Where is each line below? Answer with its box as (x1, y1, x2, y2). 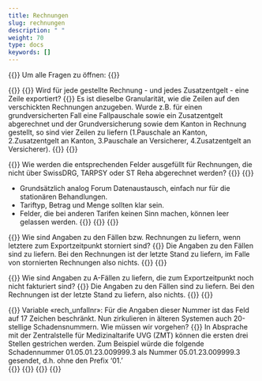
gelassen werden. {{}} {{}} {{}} (19, 217, 119, 227)
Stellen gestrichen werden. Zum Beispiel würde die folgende (8, 339, 204, 349)
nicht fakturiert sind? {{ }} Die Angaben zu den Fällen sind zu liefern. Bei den (8, 282, 255, 291)
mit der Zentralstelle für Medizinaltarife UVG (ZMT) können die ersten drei (8, 330, 249, 340)
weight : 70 (8, 33, 44, 42)
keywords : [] (8, 48, 51, 56)
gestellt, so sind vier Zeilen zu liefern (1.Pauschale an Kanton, (8, 128, 208, 137)
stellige (8, 322, 32, 331)
